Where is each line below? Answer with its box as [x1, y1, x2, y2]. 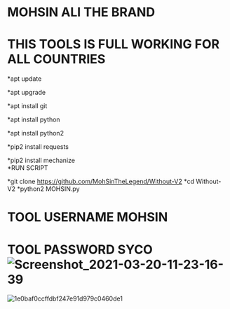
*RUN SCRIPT [7, 164, 48, 172]
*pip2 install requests [7, 143, 69, 151]
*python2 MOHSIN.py [17, 185, 80, 193]
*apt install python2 [7, 129, 65, 138]
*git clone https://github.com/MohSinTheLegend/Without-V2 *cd [7, 177, 195, 186]
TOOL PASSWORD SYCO [7, 242, 153, 257]
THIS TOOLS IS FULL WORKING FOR [7, 37, 219, 53]
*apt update [7, 74, 42, 83]
